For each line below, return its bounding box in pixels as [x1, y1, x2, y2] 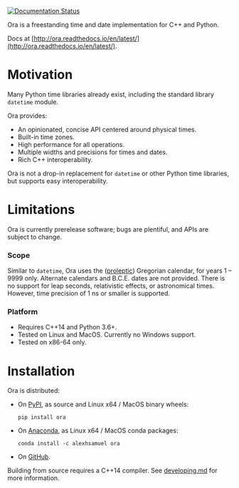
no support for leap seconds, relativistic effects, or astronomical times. [7, 281, 215, 291]
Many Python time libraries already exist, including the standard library [7, 90, 215, 99]
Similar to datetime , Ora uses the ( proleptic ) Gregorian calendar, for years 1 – [7, 266, 232, 275]
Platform [7, 307, 38, 317]
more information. [7, 474, 60, 482]
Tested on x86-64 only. [17, 338, 87, 347]
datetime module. [7, 97, 59, 106]
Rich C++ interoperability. [17, 155, 93, 163]
